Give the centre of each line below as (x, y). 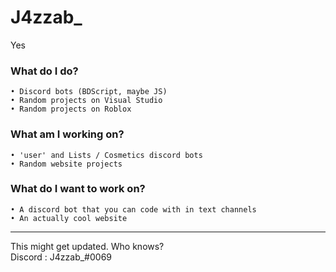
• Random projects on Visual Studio (86, 101)
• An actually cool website (69, 218)
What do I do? (44, 71)
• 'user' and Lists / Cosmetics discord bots (106, 155)
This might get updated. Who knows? (87, 246)
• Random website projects (66, 164)
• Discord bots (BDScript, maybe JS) (89, 92)
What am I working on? (67, 134)
